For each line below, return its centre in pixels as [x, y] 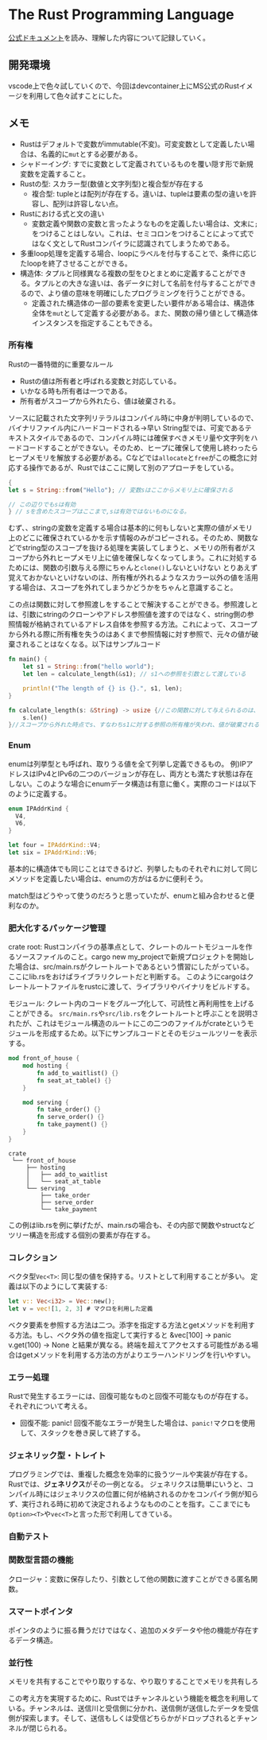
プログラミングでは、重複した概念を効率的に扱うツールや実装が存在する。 [130, 1474]
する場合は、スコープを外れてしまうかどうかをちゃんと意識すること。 [123, 588]
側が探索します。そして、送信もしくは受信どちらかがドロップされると [122, 1719]
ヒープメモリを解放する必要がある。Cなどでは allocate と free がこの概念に [130, 457]
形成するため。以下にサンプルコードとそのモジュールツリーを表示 [150, 1033]
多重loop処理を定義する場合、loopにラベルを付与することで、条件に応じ [138, 253]
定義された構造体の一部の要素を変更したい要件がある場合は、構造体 [143, 303]
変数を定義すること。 [54, 173]
